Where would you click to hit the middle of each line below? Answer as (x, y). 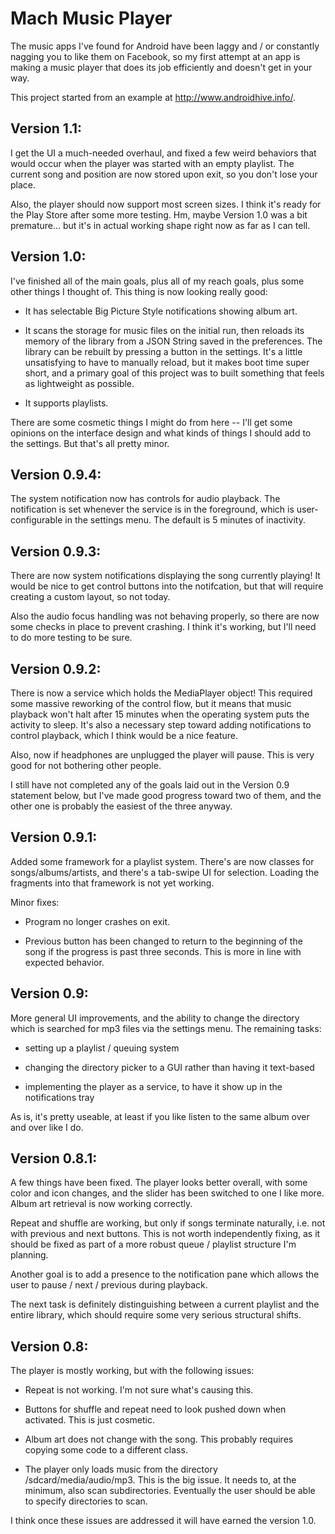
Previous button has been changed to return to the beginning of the (163, 941)
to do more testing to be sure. (71, 638)
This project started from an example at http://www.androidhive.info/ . (153, 97)
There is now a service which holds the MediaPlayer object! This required (161, 693)
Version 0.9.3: (56, 551)
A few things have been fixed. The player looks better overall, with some (159, 1183)
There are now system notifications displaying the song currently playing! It (165, 576)
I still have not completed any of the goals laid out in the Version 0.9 (150, 785)
